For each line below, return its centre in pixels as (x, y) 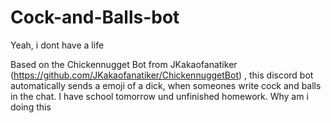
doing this (31, 107)
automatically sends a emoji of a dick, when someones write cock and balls (166, 85)
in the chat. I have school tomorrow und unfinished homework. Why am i (159, 96)
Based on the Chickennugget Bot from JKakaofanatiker (124, 64)
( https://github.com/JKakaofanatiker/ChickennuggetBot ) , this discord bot (162, 75)
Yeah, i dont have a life (57, 45)
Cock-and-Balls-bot (95, 17)
